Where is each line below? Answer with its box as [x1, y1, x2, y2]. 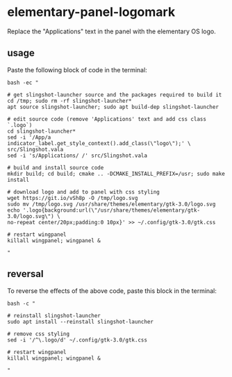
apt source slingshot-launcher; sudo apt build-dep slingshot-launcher [7, 103, 219, 110]
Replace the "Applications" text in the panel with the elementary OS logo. [7, 27, 217, 35]
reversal [7, 268, 44, 280]
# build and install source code [7, 164, 104, 171]
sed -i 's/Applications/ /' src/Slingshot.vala [7, 152, 148, 159]
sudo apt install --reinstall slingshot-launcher [7, 318, 154, 325]
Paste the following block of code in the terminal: [7, 65, 147, 74]
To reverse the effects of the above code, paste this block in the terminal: [7, 286, 217, 295]
